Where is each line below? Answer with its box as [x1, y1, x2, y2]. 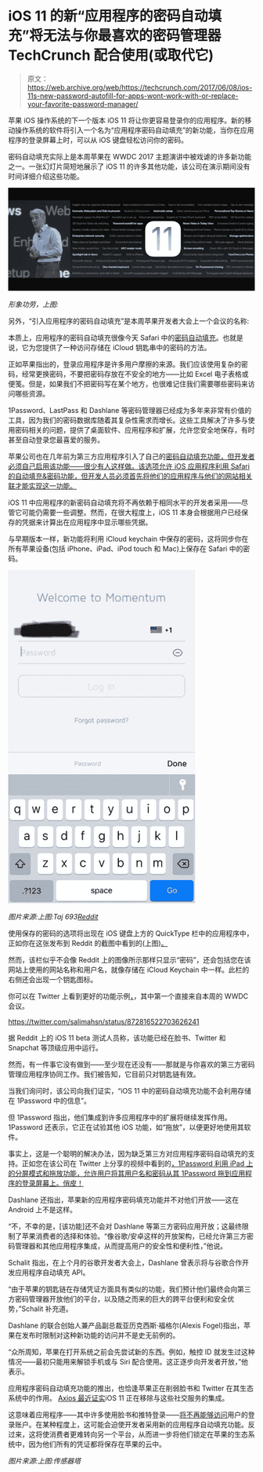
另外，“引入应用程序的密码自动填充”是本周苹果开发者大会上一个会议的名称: [8, 316, 250, 326]
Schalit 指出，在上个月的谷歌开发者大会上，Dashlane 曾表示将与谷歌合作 [8, 1258, 243, 1267]
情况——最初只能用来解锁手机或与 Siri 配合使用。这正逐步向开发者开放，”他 [8, 1357, 249, 1366]
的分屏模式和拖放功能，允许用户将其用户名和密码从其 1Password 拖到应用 [8, 1168, 246, 1178]
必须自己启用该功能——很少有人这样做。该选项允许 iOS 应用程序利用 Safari [8, 461, 250, 471]
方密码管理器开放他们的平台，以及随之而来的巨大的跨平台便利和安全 [8, 1294, 228, 1303]
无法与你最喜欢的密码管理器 [42, 27, 222, 45]
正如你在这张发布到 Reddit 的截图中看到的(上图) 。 [8, 938, 168, 948]
